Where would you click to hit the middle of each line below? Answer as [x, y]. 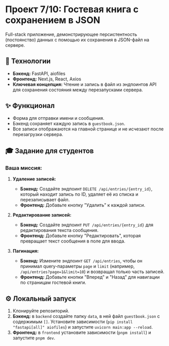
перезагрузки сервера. [38, 134]
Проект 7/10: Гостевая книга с [72, 9]
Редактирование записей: [42, 215]
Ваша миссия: [24, 168]
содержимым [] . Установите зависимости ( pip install [73, 322]
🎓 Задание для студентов [49, 151]
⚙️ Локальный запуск [41, 298]
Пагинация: [26, 251]
